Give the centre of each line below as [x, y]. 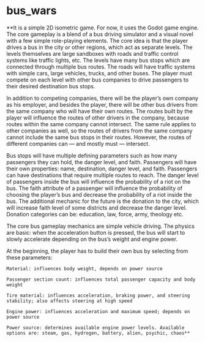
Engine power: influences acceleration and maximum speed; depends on [98, 311]
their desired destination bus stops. [51, 86]
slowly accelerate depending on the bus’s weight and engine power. [92, 239]
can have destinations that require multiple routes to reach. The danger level [102, 175]
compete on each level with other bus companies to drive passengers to [97, 80]
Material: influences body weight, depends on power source [85, 268]
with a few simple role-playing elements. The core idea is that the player [97, 40]
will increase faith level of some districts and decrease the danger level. [97, 207]
